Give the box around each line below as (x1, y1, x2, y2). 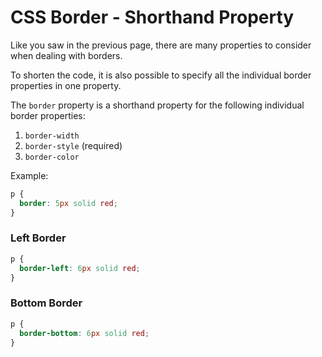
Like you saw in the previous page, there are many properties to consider (10, 39, 312, 51)
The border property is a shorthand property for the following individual (10, 99, 305, 111)
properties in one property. (10, 79, 122, 91)
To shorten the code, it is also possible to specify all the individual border (10, 69, 312, 81)
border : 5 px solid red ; (19, 198, 118, 208)
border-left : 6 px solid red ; (19, 263, 141, 273)
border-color (24, 152, 80, 162)
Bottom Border (10, 296, 83, 310)
